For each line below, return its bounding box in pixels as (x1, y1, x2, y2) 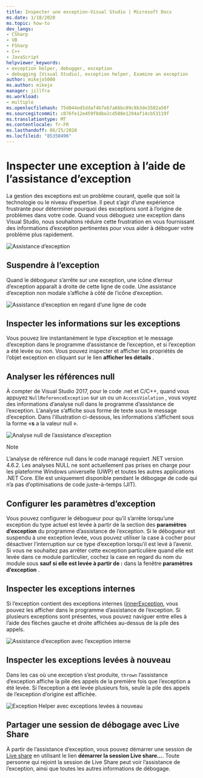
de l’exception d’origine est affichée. (6, 690, 97, 698)
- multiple (6, 99, 34, 105)
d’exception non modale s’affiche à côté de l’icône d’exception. (6, 289, 164, 296)
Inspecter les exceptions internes (6, 584, 136, 594)
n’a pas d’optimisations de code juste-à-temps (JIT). (6, 481, 137, 489)
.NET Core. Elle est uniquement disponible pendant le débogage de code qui (6, 475, 198, 482)
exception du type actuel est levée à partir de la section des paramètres (6, 521, 187, 529)
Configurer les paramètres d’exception (6, 498, 156, 509)
